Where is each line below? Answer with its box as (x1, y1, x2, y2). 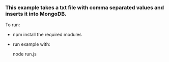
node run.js (12, 51, 37, 57)
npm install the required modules (12, 32, 82, 38)
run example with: (12, 41, 50, 47)
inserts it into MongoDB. (5, 10, 67, 17)
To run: (5, 22, 20, 28)
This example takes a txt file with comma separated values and (5, 4, 164, 11)
